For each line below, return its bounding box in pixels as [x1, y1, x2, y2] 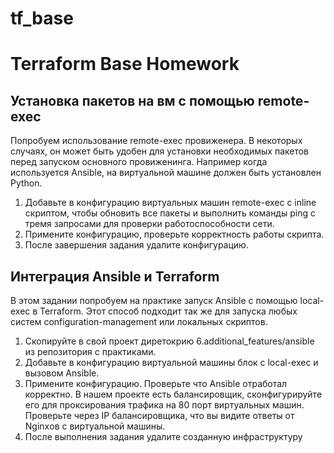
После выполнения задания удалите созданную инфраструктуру [24, 431, 303, 442]
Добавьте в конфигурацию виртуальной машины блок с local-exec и [24, 357, 319, 368]
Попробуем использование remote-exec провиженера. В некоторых [10, 135, 303, 147]
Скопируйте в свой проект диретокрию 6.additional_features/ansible [24, 335, 315, 347]
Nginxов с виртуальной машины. [24, 420, 166, 432]
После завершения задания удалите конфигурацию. [24, 239, 249, 251]
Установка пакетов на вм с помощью [10, 92, 255, 109]
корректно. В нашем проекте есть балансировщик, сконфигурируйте [24, 388, 323, 400]
